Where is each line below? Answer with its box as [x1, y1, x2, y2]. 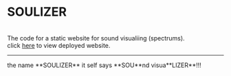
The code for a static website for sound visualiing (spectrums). [7, 34, 185, 42]
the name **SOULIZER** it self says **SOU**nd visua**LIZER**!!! [7, 61, 201, 69]
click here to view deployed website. [7, 41, 111, 49]
